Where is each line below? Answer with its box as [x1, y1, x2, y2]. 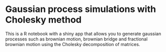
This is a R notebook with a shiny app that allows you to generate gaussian [5, 30, 161, 36]
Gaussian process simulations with [5, 3, 156, 15]
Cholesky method [5, 14, 82, 25]
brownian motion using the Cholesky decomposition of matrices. [5, 41, 141, 47]
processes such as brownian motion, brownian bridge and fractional [5, 36, 148, 42]
